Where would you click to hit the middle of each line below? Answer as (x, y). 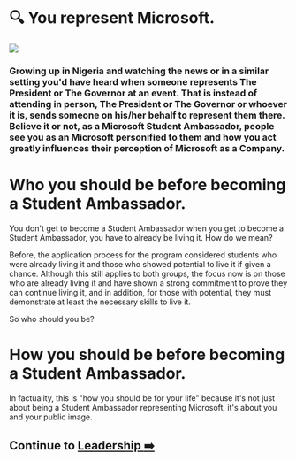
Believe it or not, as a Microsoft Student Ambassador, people (142, 126)
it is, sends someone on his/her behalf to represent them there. (147, 115)
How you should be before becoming (147, 354)
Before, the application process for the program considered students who (143, 255)
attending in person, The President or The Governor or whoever (148, 104)
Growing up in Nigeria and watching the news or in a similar (139, 71)
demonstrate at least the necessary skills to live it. (100, 302)
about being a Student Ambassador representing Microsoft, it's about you (143, 407)
